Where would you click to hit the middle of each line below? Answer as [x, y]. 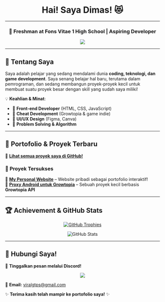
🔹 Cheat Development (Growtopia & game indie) [61, 114]
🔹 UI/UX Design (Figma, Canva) [44, 119]
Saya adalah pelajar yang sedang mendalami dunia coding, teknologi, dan [80, 74]
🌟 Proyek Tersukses [29, 169]
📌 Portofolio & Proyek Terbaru [51, 144]
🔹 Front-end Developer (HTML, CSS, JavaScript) [62, 109]
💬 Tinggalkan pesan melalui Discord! [43, 266]
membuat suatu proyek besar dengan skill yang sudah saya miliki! [72, 89]
